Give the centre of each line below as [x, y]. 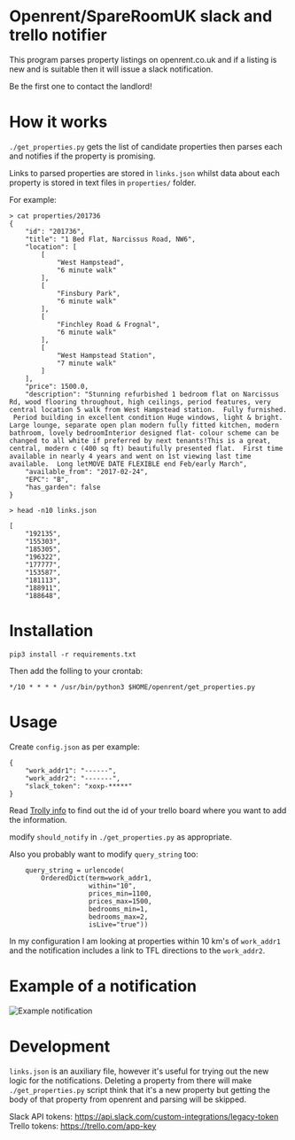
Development [60, 1046]
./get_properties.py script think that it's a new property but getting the [140, 1090]
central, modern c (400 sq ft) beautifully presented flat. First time [146, 448]
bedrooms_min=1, [118, 909]
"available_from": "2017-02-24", [87, 471]
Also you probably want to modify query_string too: [104, 854]
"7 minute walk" [86, 363]
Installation [51, 631]
